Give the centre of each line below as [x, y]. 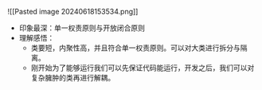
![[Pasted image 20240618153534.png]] [73, 12]
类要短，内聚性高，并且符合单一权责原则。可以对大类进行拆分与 [135, 48]
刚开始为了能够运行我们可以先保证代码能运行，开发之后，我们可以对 [143, 68]
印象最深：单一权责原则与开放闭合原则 [82, 28]
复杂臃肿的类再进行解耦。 [73, 78]
